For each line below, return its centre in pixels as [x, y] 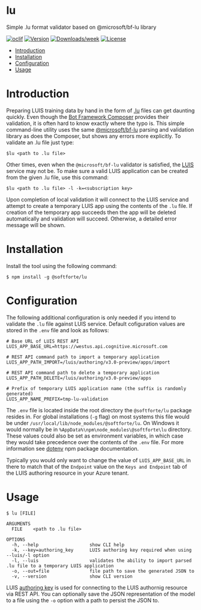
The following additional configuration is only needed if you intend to [91, 317]
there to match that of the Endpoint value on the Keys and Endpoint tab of [97, 466]
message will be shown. [36, 225]
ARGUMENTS [19, 523]
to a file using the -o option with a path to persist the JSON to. [83, 600]
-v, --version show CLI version [72, 576]
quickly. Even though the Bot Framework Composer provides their [88, 117]
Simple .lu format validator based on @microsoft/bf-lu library [81, 27]
